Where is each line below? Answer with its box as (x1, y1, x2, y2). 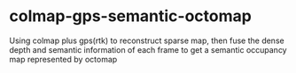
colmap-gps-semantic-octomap (9, 6, 253, 26)
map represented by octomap (9, 54, 118, 64)
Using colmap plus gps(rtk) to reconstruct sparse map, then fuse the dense (9, 35, 285, 46)
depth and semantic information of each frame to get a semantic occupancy (9, 44, 287, 55)
